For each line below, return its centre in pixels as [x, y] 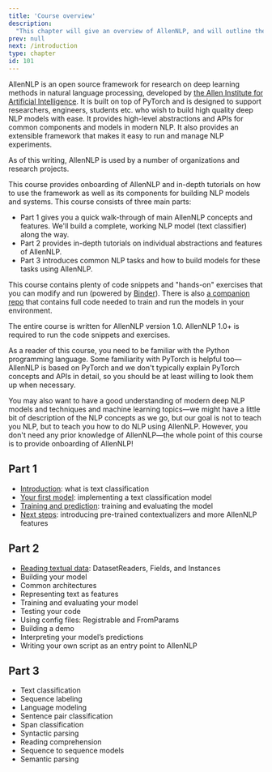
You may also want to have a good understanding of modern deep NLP [127, 400]
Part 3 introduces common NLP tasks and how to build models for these [140, 260]
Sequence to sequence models [72, 751]
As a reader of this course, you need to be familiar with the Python [119, 350]
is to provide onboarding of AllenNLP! [71, 443]
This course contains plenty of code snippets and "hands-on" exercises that [136, 284]
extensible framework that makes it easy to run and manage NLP [116, 135]
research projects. [39, 168]
